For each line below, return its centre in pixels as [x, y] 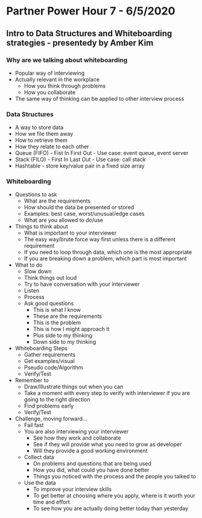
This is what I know [57, 310]
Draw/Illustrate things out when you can [74, 387]
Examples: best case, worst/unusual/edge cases [84, 214]
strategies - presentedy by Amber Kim [80, 43]
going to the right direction [57, 400]
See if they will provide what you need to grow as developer [107, 444]
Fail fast [34, 425]
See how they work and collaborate [77, 438]
